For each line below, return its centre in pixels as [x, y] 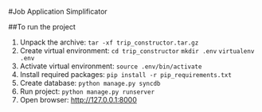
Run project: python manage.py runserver [87, 91]
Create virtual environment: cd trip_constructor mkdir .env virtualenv [137, 50]
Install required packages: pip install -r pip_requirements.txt [126, 74]
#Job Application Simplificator [58, 12]
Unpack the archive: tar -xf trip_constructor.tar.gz [109, 42]
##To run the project [42, 27]
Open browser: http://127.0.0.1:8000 [78, 100]
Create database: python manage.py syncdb [90, 83]
